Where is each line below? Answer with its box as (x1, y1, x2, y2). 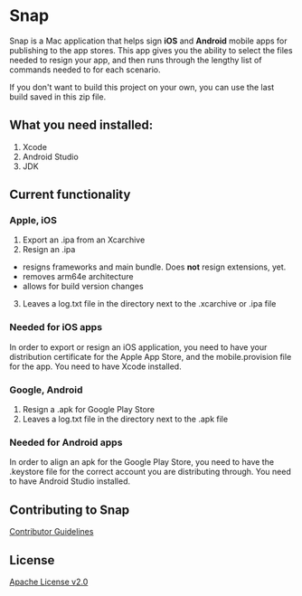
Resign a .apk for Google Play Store (22, 404, 156, 415)
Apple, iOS (9, 214, 57, 227)
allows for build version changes (22, 281, 144, 292)
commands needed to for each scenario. (9, 64, 161, 75)
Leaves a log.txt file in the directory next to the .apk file (22, 413, 229, 425)
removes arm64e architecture (22, 271, 134, 282)
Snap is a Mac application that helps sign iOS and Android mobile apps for (9, 35, 288, 46)
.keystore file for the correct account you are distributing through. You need (9, 467, 291, 478)
